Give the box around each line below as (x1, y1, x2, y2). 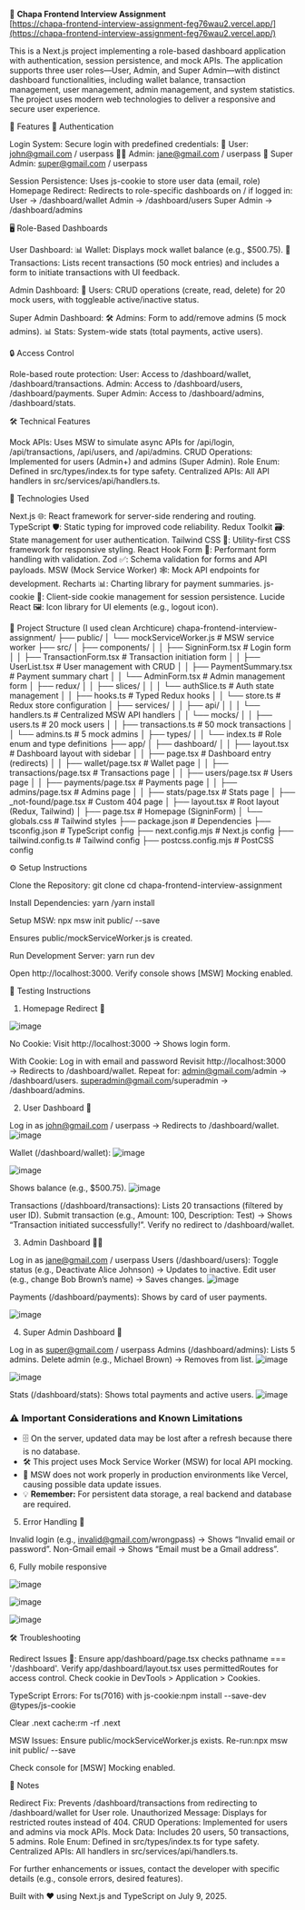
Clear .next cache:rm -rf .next (9, 1717, 121, 1728)
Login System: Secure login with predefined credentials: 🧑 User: (9, 139, 249, 149)
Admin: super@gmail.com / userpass (9, 158, 148, 168)
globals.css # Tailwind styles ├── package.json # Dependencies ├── (9, 816, 271, 826)
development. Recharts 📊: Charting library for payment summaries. (9, 578, 262, 589)
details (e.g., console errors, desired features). (9, 1873, 183, 1885)
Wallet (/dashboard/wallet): (9, 1148, 112, 1158)
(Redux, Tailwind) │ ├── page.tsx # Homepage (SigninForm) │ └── (9, 806, 263, 817)
